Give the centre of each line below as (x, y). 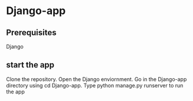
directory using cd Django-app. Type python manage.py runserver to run (95, 85)
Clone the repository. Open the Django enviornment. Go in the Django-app (97, 79)
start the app (30, 65)
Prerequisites (31, 33)
